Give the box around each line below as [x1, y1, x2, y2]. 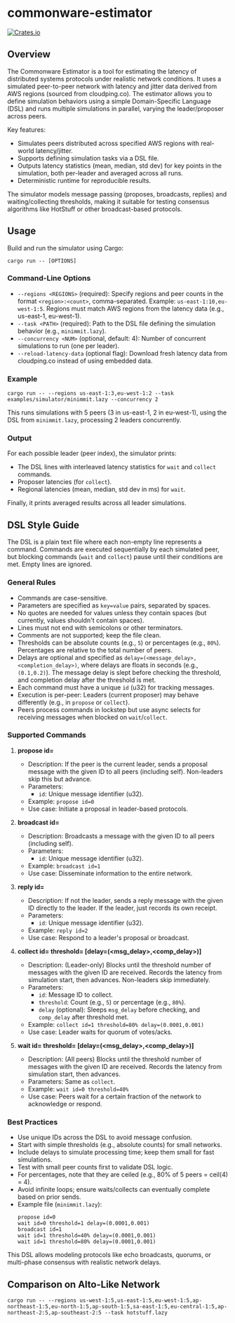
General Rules [7, 577, 56, 587]
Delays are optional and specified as [17, 653, 123, 661]
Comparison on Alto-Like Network [7, 1278, 160, 1290]
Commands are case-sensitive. [17, 593, 108, 602]
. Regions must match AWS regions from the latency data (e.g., [43, 304, 224, 313]
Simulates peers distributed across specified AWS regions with [17, 139, 200, 147]
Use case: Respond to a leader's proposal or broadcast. [27, 933, 189, 941]
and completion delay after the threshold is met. [17, 676, 156, 684]
